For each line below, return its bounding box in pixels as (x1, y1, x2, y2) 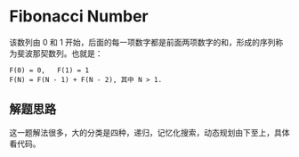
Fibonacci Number (9, 6, 149, 27)
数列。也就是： (47, 47, 103, 59)
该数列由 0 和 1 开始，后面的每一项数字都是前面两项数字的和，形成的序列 (9, 37, 276, 47)
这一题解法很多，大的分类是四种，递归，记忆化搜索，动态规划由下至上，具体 (9, 127, 290, 137)
